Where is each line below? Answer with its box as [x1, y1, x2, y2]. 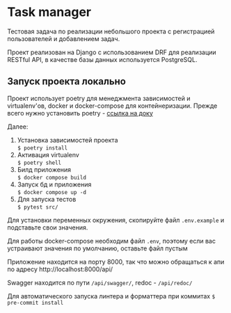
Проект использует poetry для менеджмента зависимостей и [7, 94, 191, 102]
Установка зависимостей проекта [17, 136, 118, 144]
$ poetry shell [17, 159, 62, 166]
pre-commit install [7, 299, 64, 306]
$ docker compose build [17, 174, 87, 181]
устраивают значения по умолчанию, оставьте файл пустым [7, 244, 188, 252]
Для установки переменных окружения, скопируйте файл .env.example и [7, 216, 225, 224]
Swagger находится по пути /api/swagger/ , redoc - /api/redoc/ [7, 278, 193, 287]
